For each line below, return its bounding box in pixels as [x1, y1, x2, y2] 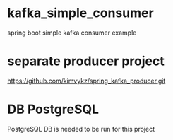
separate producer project [7, 53, 165, 69]
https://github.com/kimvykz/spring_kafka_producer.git [7, 76, 166, 85]
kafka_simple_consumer [7, 5, 154, 21]
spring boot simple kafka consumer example [7, 28, 137, 37]
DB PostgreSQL [7, 101, 100, 117]
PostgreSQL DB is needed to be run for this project [7, 124, 155, 133]
